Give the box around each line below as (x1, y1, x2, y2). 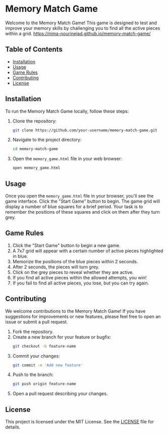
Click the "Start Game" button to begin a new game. (12, 242, 121, 248)
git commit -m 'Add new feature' (12, 362, 83, 368)
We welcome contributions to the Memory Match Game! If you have (5, 308, 146, 314)
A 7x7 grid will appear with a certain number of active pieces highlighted (12, 248, 163, 254)
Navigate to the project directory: (12, 137, 82, 143)
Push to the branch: (12, 372, 54, 378)
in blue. (12, 253, 28, 259)
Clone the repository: (12, 118, 57, 124)
